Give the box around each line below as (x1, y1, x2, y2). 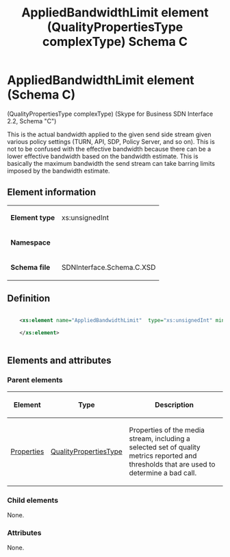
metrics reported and (129, 451, 197, 460)
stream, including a (129, 434, 190, 443)
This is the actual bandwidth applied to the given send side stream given (7, 130, 212, 138)
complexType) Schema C (42, 34, 188, 49)
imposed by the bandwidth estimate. (7, 166, 110, 175)
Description (155, 399, 194, 409)
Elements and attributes (7, 355, 112, 367)
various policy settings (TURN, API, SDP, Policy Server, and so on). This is (7, 137, 216, 145)
